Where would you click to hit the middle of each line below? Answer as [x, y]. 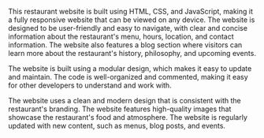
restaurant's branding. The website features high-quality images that [120, 109]
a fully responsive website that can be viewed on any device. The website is [132, 20]
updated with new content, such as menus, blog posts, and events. [117, 126]
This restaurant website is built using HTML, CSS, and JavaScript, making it [131, 11]
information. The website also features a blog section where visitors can [125, 45]
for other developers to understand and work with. [90, 85]
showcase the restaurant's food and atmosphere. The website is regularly [128, 117]
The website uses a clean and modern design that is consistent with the [125, 101]
